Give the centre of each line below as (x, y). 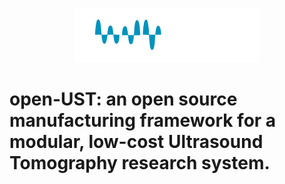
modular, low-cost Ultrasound (136, 142)
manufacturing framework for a (143, 120)
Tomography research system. (140, 163)
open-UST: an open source (123, 99)
